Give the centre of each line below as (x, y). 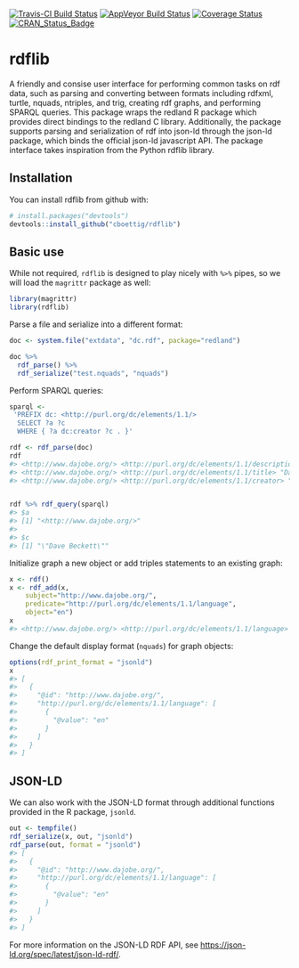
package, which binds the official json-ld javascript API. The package (136, 140)
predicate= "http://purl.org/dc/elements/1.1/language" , (131, 604)
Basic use (37, 252)
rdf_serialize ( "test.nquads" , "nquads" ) (93, 373)
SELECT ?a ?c (41, 423)
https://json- (223, 945)
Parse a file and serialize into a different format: (96, 324)
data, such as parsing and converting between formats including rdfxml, (141, 93)
